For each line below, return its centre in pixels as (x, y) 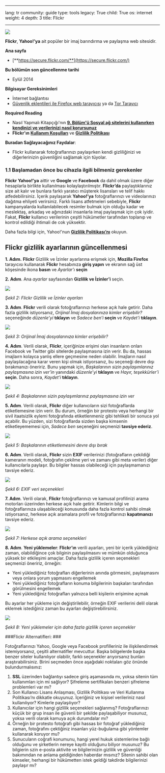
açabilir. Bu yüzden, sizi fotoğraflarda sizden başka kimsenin (66, 421)
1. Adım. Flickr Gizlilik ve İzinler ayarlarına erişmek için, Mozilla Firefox (77, 259)
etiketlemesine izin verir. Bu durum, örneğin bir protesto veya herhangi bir (80, 411)
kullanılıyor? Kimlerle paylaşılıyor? (46, 703)
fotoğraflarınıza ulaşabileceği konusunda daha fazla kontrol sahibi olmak (78, 509)
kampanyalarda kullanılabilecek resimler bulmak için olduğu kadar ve (74, 207)
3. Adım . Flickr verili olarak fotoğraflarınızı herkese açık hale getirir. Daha (79, 307)
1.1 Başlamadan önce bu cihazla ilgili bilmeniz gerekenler (74, 170)
